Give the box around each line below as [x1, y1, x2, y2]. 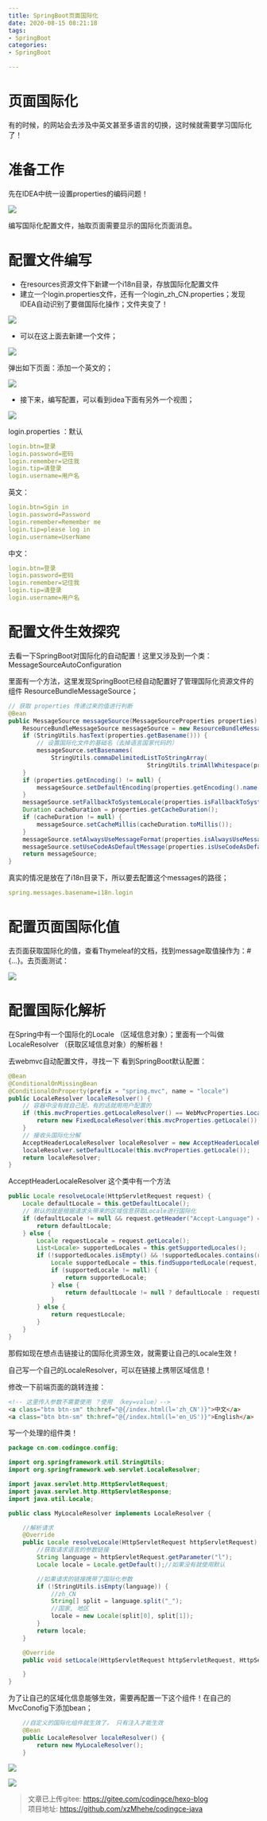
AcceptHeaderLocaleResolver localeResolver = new [22, 1139, 191, 1147]
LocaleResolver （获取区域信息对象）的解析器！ [8, 1039, 165, 1049]
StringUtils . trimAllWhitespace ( [146, 761, 254, 769]
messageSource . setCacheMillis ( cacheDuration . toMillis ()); [37, 821, 233, 829]
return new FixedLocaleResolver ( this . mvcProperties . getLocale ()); [37, 1117, 261, 1125]
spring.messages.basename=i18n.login [8, 889, 133, 897]
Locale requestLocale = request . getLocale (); [37, 1237, 191, 1245]
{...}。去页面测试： [8, 956, 70, 965]
